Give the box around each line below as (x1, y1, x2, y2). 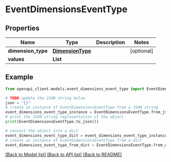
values (8, 56, 24, 62)
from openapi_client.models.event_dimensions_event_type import (5, 86, 145, 91)
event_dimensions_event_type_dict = (5, 133, 83, 138)
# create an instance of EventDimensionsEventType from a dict (5, 138, 142, 143)
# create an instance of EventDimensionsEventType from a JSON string (5, 105, 158, 110)
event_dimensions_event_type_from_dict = (5, 142, 95, 148)
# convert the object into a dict (5, 128, 79, 133)
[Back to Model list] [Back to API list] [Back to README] (5, 151, 122, 158)
